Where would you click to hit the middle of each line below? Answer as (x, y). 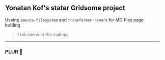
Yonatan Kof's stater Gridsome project (65, 8)
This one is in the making (42, 34)
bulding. (14, 25)
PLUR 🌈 (14, 52)
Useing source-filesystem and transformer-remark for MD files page (74, 20)
